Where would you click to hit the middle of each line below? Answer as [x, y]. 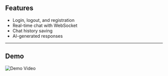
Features [19, 8]
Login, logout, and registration [43, 20]
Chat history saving [32, 31]
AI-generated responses [37, 36]
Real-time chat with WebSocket [45, 25]
